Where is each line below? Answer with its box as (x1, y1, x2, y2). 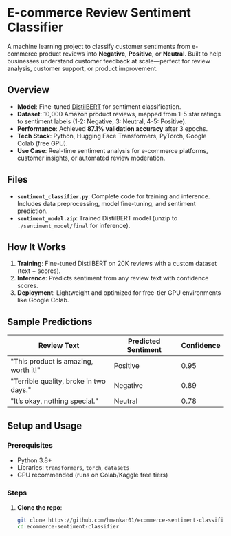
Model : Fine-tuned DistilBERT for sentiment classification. (16, 102, 181, 111)
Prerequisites (7, 440, 53, 450)
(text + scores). (16, 267, 61, 275)
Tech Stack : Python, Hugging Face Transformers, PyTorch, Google (16, 132, 208, 140)
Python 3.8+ (16, 456, 53, 464)
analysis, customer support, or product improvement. (7, 64, 158, 72)
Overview (7, 84, 50, 96)
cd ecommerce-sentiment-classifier (16, 524, 120, 530)
